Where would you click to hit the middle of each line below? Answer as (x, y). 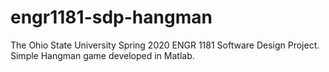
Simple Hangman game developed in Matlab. (102, 55)
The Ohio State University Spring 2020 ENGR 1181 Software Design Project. (165, 45)
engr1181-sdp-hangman (111, 17)
